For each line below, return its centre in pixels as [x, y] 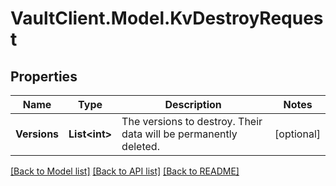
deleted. [140, 146]
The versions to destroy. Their [192, 121]
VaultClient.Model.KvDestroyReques [167, 18]
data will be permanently [179, 134]
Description [193, 104]
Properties [44, 76]
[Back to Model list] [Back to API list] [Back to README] [125, 171]
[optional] [297, 134]
